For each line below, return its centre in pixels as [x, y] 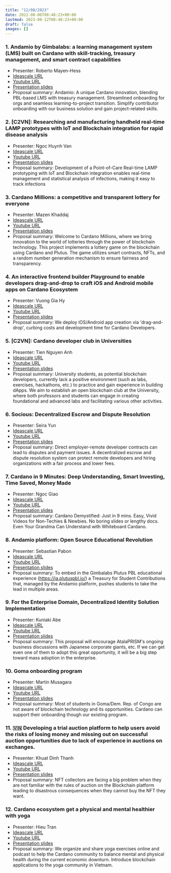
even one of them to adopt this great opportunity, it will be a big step [85, 652]
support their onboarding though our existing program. [70, 715]
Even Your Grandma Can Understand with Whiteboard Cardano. [80, 527]
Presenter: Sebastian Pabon [42, 551]
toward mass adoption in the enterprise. [55, 657]
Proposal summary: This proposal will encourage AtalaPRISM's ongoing [88, 641]
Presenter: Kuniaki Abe [37, 620]
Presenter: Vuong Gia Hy [39, 301]
